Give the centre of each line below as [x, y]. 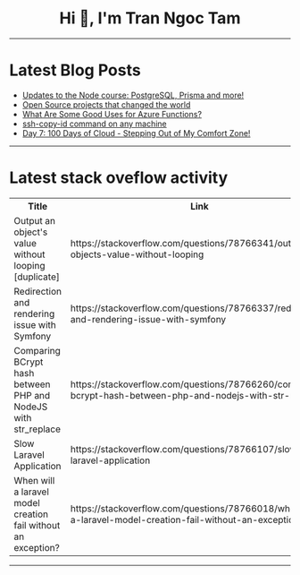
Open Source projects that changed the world [106, 104]
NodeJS [31, 407]
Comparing [37, 350]
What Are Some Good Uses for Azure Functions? [112, 114]
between [32, 384]
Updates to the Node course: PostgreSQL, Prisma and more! [133, 95]
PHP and [32, 395]
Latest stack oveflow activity [119, 178]
